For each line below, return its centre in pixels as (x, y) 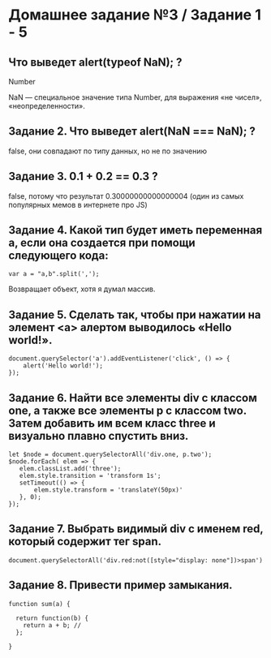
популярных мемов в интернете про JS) (78, 204)
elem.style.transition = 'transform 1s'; (90, 476)
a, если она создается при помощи (102, 243)
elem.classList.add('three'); (70, 469)
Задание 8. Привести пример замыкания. (120, 585)
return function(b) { (52, 618)
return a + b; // (52, 625)
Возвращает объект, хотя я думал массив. (82, 289)
